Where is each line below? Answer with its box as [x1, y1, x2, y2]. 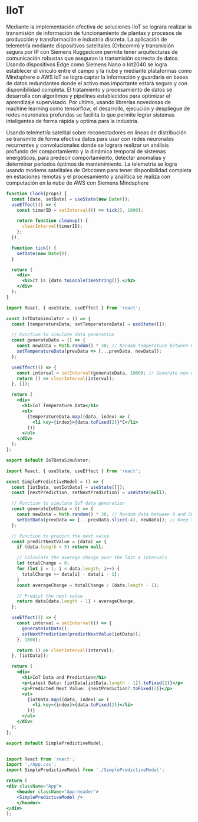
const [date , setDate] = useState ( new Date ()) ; [11, 196, 131, 202]
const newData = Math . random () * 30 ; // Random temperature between [16, 343, 189, 349]
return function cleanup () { [16, 218, 88, 224]
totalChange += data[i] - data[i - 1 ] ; [21, 571, 120, 577]
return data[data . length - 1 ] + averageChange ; [16, 598, 136, 604]
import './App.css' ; [6, 762, 57, 768]
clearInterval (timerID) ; [21, 223, 83, 230]
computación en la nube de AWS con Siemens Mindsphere [6, 179, 149, 186]
